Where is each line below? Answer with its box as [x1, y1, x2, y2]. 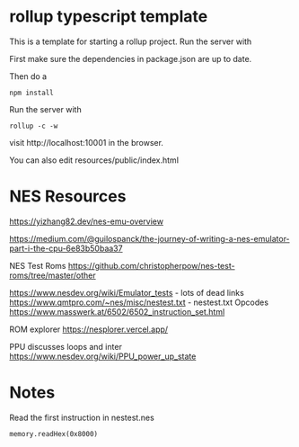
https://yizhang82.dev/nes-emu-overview [9, 216, 164, 227]
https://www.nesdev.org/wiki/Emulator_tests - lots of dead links [9, 287, 244, 298]
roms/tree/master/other [9, 270, 96, 281]
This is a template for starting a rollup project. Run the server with [9, 36, 252, 47]
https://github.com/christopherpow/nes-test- [67, 260, 235, 271]
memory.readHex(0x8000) [9, 429, 99, 438]
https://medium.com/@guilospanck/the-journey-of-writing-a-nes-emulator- [9, 233, 290, 244]
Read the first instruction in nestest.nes [9, 412, 154, 423]
